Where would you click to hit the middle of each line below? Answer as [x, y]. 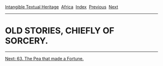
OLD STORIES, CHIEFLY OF [60, 31]
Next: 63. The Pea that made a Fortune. [44, 58]
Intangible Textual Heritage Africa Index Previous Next [62, 7]
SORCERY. [27, 41]
